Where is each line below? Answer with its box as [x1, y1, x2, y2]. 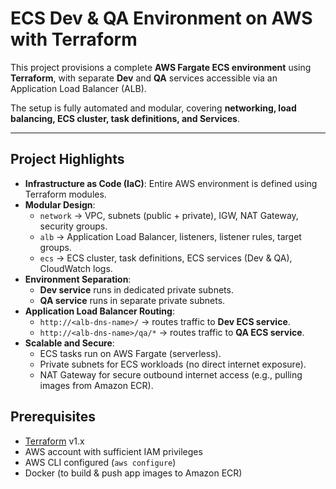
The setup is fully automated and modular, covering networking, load [10, 102, 297, 114]
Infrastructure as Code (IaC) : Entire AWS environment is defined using [24, 177, 318, 189]
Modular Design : [24, 198, 96, 211]
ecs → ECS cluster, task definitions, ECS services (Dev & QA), [39, 252, 293, 264]
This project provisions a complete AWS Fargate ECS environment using [10, 61, 312, 73]
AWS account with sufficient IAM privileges [24, 445, 203, 457]
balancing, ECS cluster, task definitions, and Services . [10, 112, 240, 124]
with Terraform [10, 28, 138, 51]
